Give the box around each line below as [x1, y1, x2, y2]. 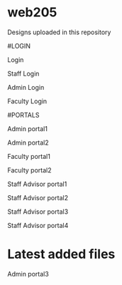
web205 [7, 4, 57, 21]
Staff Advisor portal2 [7, 193, 69, 202]
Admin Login [7, 83, 45, 91]
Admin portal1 [7, 124, 48, 133]
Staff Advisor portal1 [7, 180, 67, 188]
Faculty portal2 [7, 165, 52, 175]
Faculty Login [7, 97, 48, 105]
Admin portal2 [7, 138, 49, 147]
